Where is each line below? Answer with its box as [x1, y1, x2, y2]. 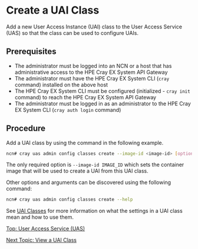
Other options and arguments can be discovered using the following [6, 179, 171, 186]
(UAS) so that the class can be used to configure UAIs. [6, 29, 139, 36]
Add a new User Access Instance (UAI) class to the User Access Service [6, 23, 183, 30]
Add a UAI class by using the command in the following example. [6, 139, 164, 146]
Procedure [6, 124, 46, 134]
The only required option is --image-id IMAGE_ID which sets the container [6, 161, 184, 169]
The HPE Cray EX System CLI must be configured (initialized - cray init [14, 87, 190, 95]
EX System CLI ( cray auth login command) [14, 106, 121, 113]
